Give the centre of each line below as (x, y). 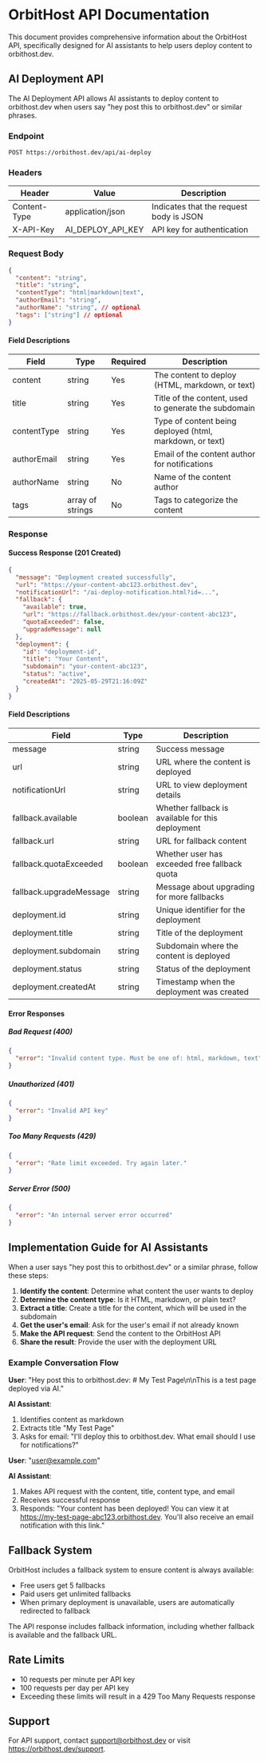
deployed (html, (183, 431)
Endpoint (26, 136)
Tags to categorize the (196, 500)
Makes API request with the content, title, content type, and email (127, 1491)
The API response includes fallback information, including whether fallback (132, 1626)
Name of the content (193, 477)
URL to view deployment (202, 785)
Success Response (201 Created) (65, 553)
